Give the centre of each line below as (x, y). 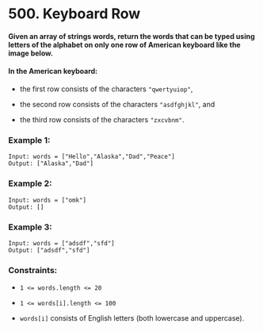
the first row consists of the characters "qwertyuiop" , (106, 89)
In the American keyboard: (53, 71)
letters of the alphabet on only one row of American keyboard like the (124, 44)
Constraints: (33, 270)
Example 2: (30, 183)
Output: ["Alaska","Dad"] (51, 164)
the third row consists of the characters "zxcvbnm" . (102, 119)
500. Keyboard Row (74, 14)
